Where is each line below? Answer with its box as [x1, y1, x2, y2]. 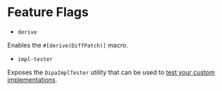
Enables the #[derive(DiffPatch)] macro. [7, 41, 128, 49]
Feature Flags [7, 4, 90, 20]
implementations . [7, 75, 58, 84]
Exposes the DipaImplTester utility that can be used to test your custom [7, 68, 215, 76]
